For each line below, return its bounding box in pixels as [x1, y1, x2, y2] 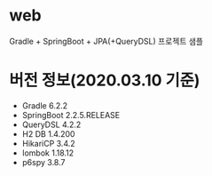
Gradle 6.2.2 [21, 100, 68, 111]
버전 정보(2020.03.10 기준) [9, 70, 200, 91]
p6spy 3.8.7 [21, 156, 66, 167]
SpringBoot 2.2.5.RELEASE [21, 109, 121, 120]
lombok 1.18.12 [21, 148, 75, 158]
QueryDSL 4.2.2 [21, 119, 82, 130]
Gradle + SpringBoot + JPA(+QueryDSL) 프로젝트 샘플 [9, 36, 204, 46]
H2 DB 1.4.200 [21, 128, 75, 139]
